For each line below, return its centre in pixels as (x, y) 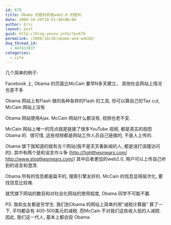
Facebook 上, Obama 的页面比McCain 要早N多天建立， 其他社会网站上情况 (84, 84)
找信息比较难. (20, 183)
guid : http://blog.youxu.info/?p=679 (45, 34)
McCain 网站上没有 (25, 107)
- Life (17, 58)
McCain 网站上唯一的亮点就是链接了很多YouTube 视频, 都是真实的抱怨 (79, 129)
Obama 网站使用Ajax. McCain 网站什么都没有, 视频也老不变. (68, 118)
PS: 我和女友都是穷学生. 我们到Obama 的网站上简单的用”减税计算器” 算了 (82, 205)
